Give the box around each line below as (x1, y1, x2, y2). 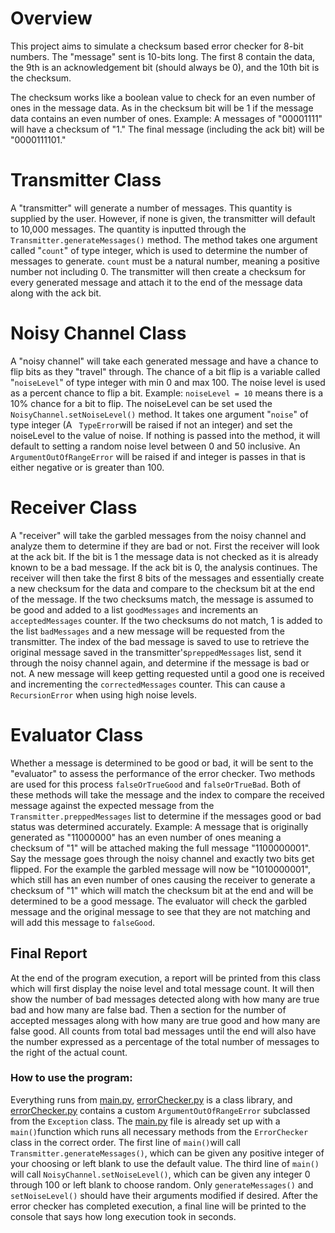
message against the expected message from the (10, 799, 215, 811)
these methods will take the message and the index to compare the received (10, 788, 325, 801)
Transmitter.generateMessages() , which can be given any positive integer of (10, 1147, 325, 1159)
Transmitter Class (10, 169, 162, 192)
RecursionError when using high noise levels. (10, 688, 197, 701)
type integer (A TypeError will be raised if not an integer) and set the (10, 418, 293, 431)
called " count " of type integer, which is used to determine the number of (10, 244, 308, 256)
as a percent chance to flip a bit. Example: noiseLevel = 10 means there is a (10, 387, 324, 399)
